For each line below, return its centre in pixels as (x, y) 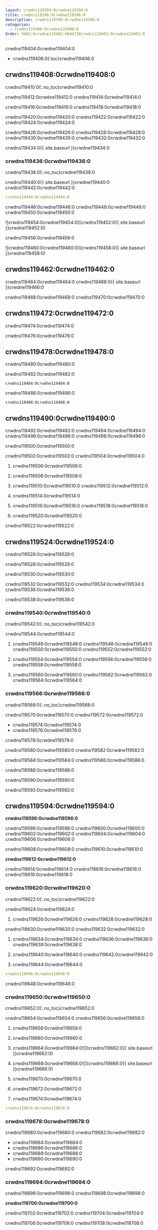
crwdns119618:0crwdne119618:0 (39, 875)
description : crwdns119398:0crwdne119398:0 (52, 20)
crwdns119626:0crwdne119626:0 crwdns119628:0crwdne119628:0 (82, 919)
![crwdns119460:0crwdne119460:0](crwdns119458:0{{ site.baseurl (75, 248)
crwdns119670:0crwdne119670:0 (47, 1079)
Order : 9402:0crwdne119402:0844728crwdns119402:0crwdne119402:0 (75, 34)
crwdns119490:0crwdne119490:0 (60, 418)
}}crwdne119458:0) (26, 253)
